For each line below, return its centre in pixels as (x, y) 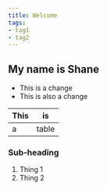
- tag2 (19, 37)
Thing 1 (31, 170)
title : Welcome (33, 15)
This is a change (46, 88)
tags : (17, 23)
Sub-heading (34, 152)
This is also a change (53, 97)
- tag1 (19, 30)
